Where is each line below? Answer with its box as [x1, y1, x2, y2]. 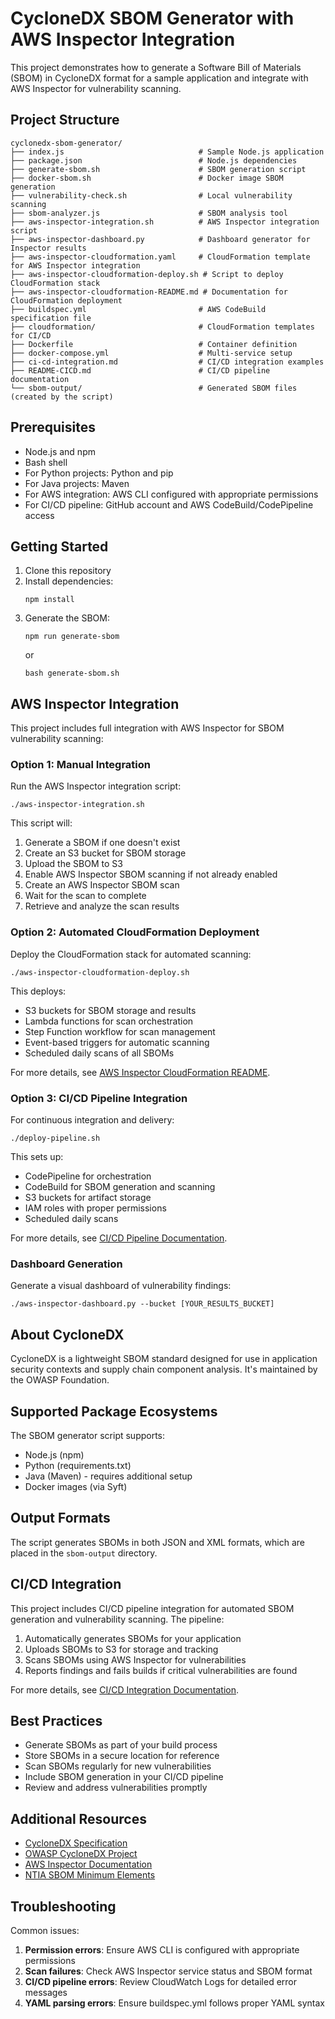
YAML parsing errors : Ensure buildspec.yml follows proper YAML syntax [24, 1997, 326, 2009]
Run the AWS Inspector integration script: [10, 780, 182, 792]
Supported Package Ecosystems [10, 1403, 218, 1420]
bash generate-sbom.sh [24, 668, 120, 679]
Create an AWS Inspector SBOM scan [24, 879, 180, 891]
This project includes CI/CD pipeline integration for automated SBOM [10, 1602, 295, 1614]
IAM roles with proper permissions [24, 1202, 167, 1214]
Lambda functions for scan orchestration [24, 1015, 194, 1027]
